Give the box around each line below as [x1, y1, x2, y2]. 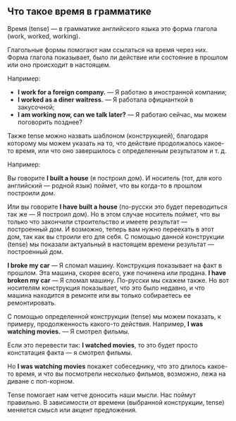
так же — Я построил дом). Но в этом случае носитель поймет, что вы [7, 209, 221, 218]
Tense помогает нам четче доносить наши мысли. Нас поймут [7, 391, 196, 399]
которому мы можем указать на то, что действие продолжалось [7, 139, 203, 147]
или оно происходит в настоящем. [7, 60, 111, 69]
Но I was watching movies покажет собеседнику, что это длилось [7, 362, 206, 370]
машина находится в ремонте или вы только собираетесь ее [7, 291, 192, 299]
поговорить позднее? [17, 118, 83, 126]
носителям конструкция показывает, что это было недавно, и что [7, 283, 206, 292]
